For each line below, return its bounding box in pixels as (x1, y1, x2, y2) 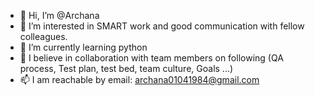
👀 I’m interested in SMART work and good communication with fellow (19, 20, 305, 32)
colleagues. (19, 31, 68, 42)
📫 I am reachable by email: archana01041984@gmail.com (19, 74, 260, 85)
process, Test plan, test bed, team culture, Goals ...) (19, 63, 234, 74)
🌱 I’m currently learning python (19, 41, 148, 53)
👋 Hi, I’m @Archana (19, 10, 100, 21)
